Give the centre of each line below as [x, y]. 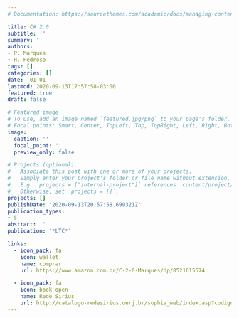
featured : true [30, 93]
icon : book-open [44, 290]
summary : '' [25, 40]
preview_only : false [44, 152]
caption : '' [32, 139]
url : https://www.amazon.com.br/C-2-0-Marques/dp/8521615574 [112, 270]
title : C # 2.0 [28, 27]
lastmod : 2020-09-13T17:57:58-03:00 [62, 86]
